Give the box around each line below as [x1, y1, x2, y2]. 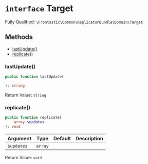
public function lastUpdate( [5, 74, 64, 79]
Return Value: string [5, 92, 47, 98]
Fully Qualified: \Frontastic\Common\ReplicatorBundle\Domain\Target [5, 19, 143, 25]
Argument [7, 135, 32, 142]
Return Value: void [5, 154, 42, 160]
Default [53, 135, 71, 142]
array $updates [14, 119, 45, 124]
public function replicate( [5, 115, 62, 120]
